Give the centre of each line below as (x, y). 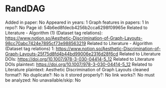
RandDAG (25, 9)
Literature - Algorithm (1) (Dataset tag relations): (54, 33)
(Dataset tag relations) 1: (30, 48)
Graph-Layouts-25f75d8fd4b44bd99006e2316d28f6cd (62, 54)
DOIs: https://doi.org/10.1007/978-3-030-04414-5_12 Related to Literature (80, 59)
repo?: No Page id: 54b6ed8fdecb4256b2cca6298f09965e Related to (76, 27)
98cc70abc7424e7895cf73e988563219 (46, 43)
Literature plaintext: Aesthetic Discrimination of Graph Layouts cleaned (77, 69)
